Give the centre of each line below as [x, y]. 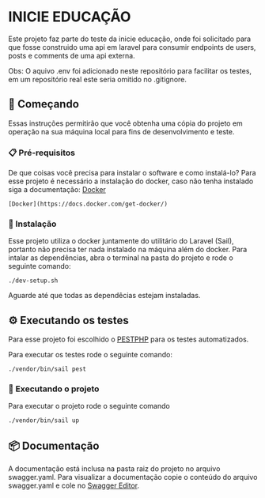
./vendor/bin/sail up [44, 421]
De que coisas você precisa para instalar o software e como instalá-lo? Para [132, 173]
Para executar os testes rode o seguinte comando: [90, 355]
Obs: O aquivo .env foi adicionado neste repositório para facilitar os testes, [130, 70]
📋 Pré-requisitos [42, 153]
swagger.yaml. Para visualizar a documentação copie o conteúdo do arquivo [133, 477]
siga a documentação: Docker [57, 190]
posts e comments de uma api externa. [72, 55]
